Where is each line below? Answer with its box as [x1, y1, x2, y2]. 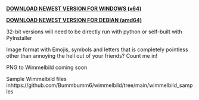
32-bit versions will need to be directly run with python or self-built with [6, 28, 183, 35]
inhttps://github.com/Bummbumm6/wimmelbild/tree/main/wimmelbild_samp [6, 82, 193, 89]
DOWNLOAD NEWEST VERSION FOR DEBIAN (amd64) [6, 17, 142, 23]
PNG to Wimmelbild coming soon [6, 64, 88, 71]
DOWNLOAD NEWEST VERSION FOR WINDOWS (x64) [6, 5, 142, 12]
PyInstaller [6, 35, 33, 41]
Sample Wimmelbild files [6, 76, 67, 82]
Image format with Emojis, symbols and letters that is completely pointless [6, 46, 189, 53]
